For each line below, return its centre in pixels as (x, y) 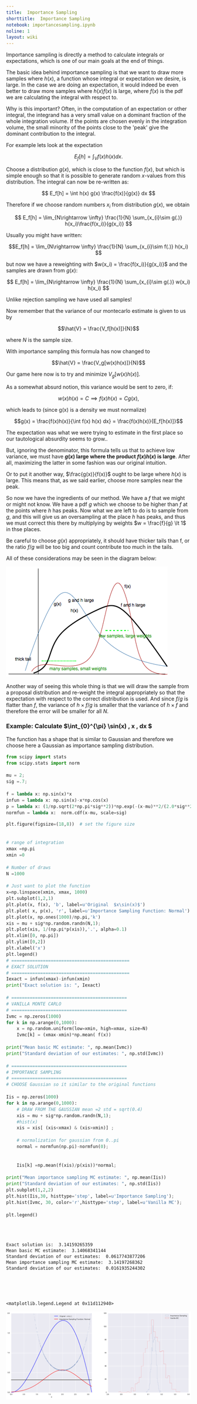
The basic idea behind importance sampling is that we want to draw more (95, 72)
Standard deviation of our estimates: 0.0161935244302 (76, 1268)
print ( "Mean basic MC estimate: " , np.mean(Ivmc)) (69, 1048)
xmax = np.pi (21, 849)
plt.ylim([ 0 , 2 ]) (26, 942)
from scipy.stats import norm (43, 763)
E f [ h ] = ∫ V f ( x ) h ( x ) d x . (98, 157)
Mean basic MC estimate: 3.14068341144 (56, 1251)
